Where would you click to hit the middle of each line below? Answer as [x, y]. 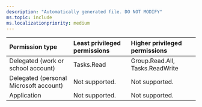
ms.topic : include [29, 17]
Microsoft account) [36, 86]
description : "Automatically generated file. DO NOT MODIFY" [84, 12]
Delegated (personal [38, 78]
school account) [32, 69]
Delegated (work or [37, 61]
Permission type [33, 47]
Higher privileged [156, 43]
